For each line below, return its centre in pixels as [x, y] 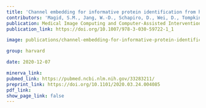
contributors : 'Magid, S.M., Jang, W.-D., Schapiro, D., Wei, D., [93, 18]
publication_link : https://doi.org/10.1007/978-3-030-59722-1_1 [90, 29]
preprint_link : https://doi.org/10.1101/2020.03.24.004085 [83, 84]
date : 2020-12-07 [29, 62]
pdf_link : [19, 90]
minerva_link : [25, 73]
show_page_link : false [35, 96]
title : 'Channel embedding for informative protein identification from [101, 12]
